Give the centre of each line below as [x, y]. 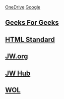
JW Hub [18, 73]
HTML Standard [30, 39]
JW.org [17, 56]
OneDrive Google [23, 7]
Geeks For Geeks [32, 23]
